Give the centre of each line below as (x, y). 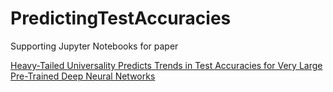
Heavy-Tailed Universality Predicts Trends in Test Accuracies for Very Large (166, 65)
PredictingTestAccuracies (121, 18)
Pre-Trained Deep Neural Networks (83, 76)
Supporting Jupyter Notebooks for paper (94, 46)
